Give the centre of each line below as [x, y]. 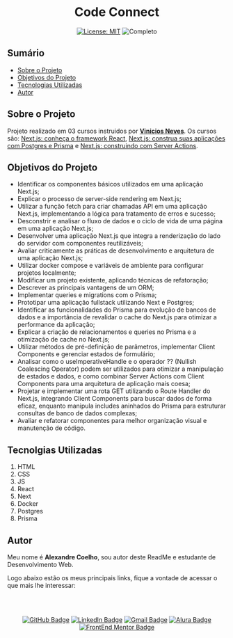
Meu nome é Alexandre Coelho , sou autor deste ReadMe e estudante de [112, 557]
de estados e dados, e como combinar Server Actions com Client [111, 376]
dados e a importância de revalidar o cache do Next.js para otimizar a [117, 317]
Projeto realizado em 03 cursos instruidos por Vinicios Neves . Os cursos [112, 131]
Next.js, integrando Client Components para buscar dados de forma [114, 399]
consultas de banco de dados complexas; [77, 413]
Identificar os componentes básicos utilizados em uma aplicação [110, 184]
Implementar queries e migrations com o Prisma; [87, 295]
